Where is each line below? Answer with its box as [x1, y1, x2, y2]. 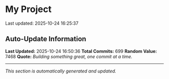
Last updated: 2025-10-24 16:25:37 [5, 20, 79, 26]
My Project [5, 4, 52, 15]
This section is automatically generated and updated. [5, 68, 117, 74]
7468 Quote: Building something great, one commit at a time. [5, 53, 133, 59]
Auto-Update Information [5, 35, 87, 43]
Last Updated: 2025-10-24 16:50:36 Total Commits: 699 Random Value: [5, 48, 157, 54]
